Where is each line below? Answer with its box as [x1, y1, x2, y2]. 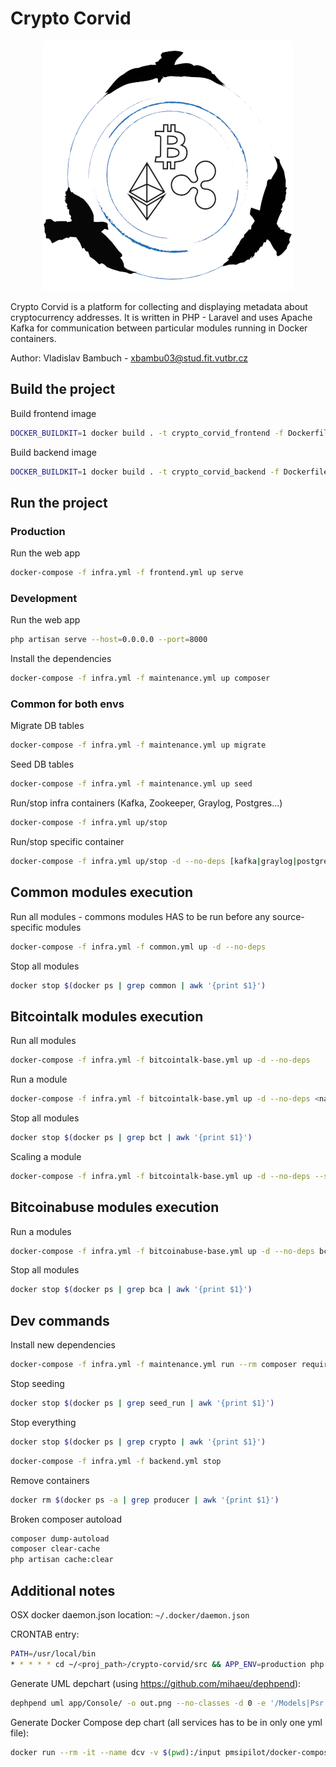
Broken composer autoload [10, 1513, 123, 1525]
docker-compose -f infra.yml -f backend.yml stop [10, 1456, 222, 1466]
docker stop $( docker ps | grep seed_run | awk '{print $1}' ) [10, 1398, 275, 1409]
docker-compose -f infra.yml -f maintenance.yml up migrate [10, 740, 267, 751]
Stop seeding [10, 1378, 65, 1390]
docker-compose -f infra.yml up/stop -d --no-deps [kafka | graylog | [10, 857, 298, 867]
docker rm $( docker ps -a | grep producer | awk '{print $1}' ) [10, 1495, 280, 1505]
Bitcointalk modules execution [10, 1008, 204, 1025]
